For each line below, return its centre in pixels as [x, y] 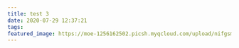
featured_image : [31, 34]
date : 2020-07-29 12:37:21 [47, 20]
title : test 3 [28, 14]
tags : [15, 27]
